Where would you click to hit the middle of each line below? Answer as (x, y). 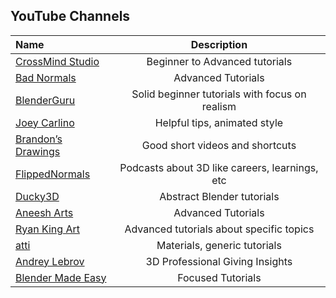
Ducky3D (37, 196)
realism (219, 106)
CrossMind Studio (57, 61)
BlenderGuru (45, 100)
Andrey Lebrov (50, 261)
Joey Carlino (45, 122)
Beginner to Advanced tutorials (219, 61)
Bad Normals (46, 77)
